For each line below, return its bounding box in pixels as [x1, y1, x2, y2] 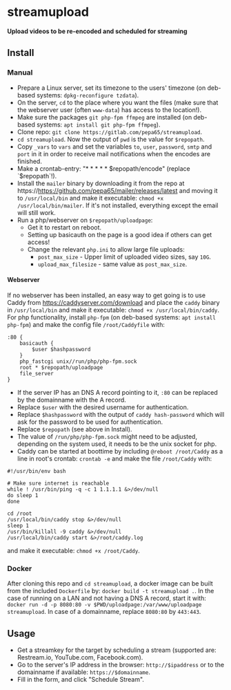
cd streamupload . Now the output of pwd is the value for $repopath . [17, 135, 205, 143]
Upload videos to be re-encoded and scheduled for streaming [7, 27, 188, 35]
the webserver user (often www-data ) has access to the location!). [17, 105, 202, 114]
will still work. [17, 208, 57, 216]
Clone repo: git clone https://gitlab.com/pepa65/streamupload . [17, 127, 202, 136]
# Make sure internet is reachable [7, 480, 110, 487]
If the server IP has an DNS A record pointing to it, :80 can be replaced [17, 388, 219, 396]
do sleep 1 [7, 492, 39, 498]
